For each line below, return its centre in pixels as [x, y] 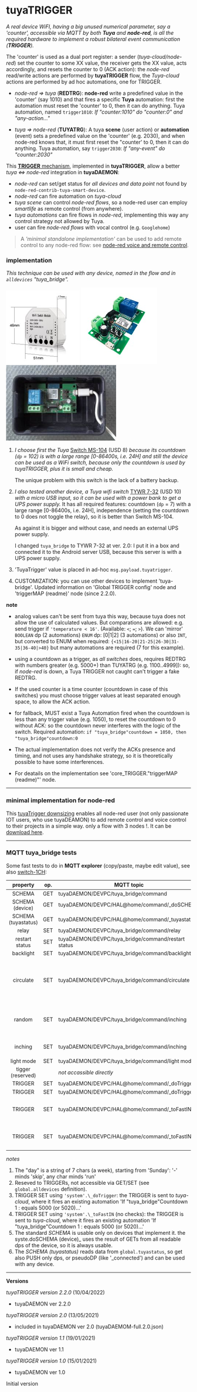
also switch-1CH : [26, 872]
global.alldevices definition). [51, 1189]
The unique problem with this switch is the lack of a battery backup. [96, 480]
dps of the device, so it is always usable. [64, 1245]
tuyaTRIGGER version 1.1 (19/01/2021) [51, 1338]
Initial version [22, 1383]
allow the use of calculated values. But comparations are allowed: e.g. [99, 623]
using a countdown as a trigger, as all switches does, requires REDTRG [100, 659]
